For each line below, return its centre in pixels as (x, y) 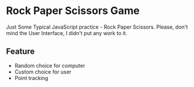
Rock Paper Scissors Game (73, 11)
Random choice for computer (50, 65)
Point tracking (31, 78)
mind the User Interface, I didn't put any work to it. (67, 33)
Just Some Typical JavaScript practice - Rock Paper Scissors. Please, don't (97, 27)
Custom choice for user (43, 72)
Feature (20, 52)
